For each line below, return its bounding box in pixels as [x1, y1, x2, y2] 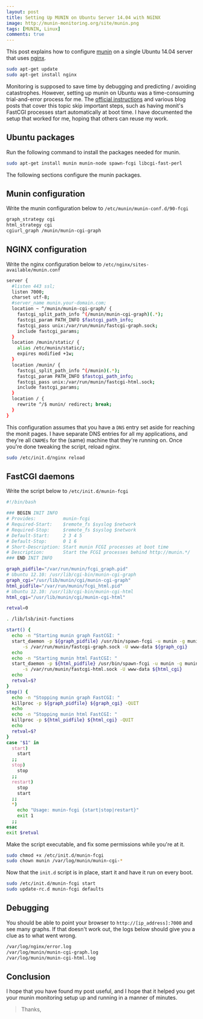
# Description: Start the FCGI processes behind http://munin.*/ [6, 549, 190, 556]
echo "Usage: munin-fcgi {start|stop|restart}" [17, 807, 139, 813]
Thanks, [21, 1006, 42, 1013]
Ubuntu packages [6, 133, 75, 143]
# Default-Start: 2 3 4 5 [6, 532, 83, 539]
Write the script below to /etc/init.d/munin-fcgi [6, 487, 129, 495]
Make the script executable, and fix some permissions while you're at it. [6, 840, 185, 848]
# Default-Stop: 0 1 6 [6, 538, 77, 544]
